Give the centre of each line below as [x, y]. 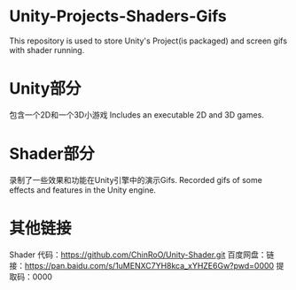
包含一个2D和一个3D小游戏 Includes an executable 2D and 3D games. [136, 114]
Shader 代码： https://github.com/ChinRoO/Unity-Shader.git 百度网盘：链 [142, 255]
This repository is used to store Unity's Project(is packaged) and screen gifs [148, 41]
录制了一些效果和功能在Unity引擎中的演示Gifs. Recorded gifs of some [136, 179]
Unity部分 [45, 89]
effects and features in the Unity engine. [83, 190]
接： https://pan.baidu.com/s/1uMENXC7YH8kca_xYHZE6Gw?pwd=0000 [142, 265]
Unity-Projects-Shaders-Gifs [118, 16]
